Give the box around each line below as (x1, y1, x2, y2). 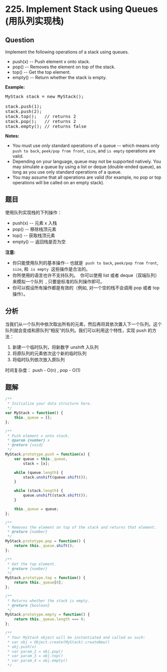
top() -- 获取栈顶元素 (12, 232, 56, 238)
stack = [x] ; (23, 461, 50, 466)
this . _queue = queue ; (14, 506, 59, 511)
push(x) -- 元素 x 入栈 (12, 220, 57, 226)
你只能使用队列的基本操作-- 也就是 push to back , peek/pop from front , (12, 260, 159, 266)
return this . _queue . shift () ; (14, 544, 75, 549)
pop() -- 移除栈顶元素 (12, 226, 57, 232)
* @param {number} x (7, 438, 50, 443)
